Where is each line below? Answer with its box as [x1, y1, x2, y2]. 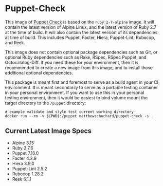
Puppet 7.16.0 [12, 150, 39, 156]
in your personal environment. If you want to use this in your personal [5, 90, 145, 95]
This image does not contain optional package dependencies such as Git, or [5, 49, 158, 55]
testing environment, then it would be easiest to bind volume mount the [5, 94, 148, 100]
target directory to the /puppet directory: [5, 100, 86, 106]
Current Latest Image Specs [5, 127, 91, 135]
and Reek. [5, 39, 25, 45]
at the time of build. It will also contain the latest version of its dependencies [5, 29, 158, 35]
